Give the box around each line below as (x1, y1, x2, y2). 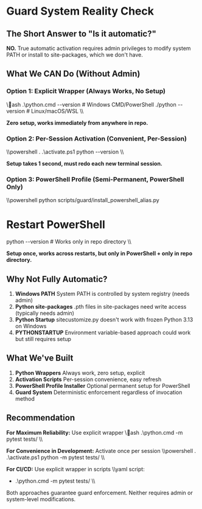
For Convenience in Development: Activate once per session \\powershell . (6, 447, 197, 454)
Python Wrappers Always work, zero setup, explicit (15, 369, 145, 376)
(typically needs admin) (15, 309, 75, 317)
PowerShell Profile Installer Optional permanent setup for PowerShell (15, 382, 190, 389)
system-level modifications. (6, 495, 76, 503)
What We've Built (6, 353, 74, 363)
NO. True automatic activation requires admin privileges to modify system (6, 44, 191, 52)
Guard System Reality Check (6, 4, 154, 18)
